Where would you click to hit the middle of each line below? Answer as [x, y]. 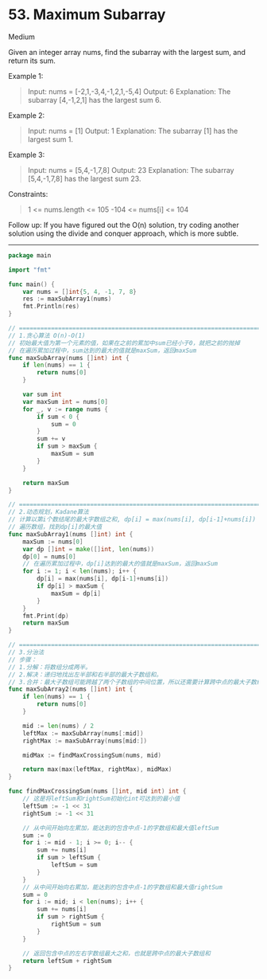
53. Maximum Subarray [87, 15]
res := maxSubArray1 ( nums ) [67, 299]
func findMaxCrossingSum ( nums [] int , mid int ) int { [97, 791]
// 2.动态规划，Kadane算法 [48, 512]
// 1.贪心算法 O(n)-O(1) [47, 335]
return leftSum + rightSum [67, 961]
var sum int [42, 395]
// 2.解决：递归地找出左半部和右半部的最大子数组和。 [85, 675]
